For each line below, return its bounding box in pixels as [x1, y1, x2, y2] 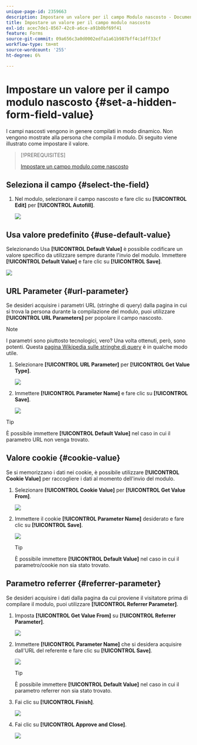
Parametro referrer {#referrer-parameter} [6, 578, 161, 589]
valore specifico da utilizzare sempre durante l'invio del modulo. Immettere [6, 251, 186, 259]
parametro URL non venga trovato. [6, 436, 90, 443]
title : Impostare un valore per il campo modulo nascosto [6, 19, 151, 25]
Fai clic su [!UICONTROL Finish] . [14, 698, 95, 706]
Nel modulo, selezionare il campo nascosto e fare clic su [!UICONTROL [14, 196, 187, 203]
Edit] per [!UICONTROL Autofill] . [14, 201, 95, 209]
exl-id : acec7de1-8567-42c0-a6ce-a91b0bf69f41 [6, 25, 122, 31]
